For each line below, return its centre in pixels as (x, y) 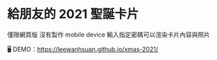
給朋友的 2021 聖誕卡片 (73, 14)
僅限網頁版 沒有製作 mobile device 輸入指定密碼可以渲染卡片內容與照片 (108, 34)
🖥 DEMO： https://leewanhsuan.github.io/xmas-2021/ (83, 49)
